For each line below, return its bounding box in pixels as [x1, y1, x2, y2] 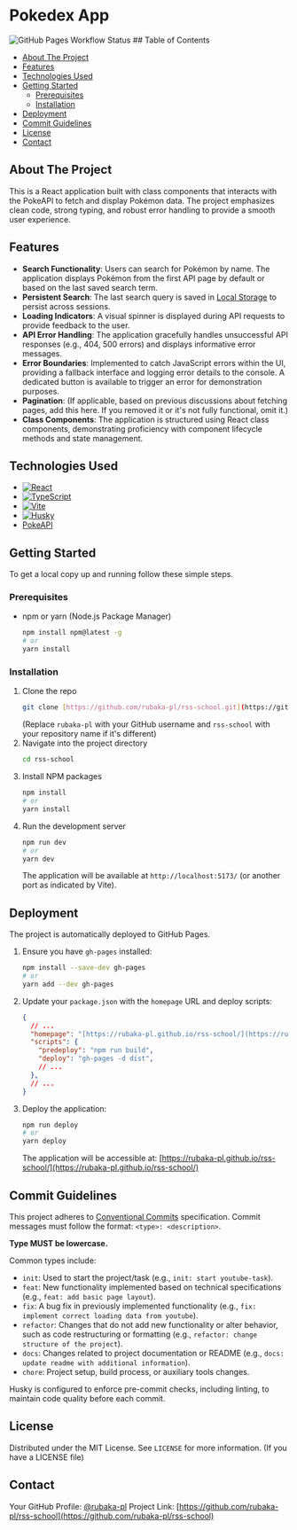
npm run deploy [21, 1120, 79, 1129]
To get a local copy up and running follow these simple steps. [9, 569, 233, 580]
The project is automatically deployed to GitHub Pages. [9, 929, 211, 940]
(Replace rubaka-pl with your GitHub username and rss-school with [21, 719, 270, 730]
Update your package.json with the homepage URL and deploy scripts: [21, 995, 273, 1006]
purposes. [21, 386, 60, 396]
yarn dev [21, 855, 55, 863]
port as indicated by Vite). [21, 879, 117, 891]
